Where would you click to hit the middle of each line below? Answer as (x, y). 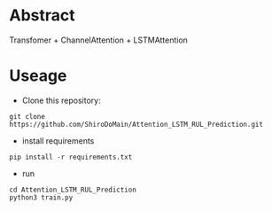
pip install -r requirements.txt (71, 157)
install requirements (58, 141)
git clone (27, 116)
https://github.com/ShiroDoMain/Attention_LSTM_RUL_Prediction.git (136, 124)
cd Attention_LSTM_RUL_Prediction (73, 190)
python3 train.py (41, 197)
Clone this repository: (61, 100)
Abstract (42, 16)
